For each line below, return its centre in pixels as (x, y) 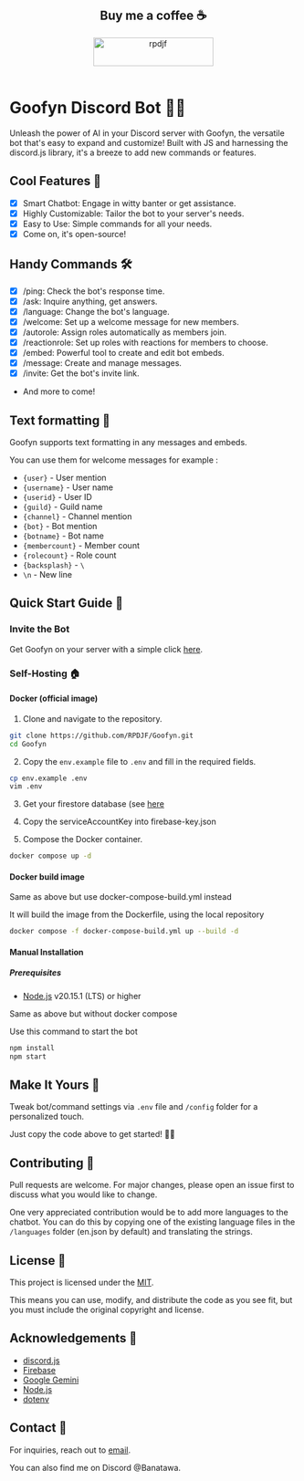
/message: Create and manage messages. (102, 363)
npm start (28, 1057)
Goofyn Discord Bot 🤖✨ (98, 108)
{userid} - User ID (58, 497)
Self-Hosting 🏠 (45, 673)
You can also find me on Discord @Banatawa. (95, 1467)
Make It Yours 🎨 (55, 1085)
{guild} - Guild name (63, 506)
